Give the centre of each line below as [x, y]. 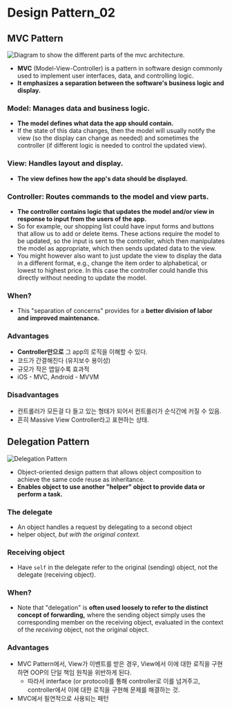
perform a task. [40, 494]
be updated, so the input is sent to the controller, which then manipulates [121, 241]
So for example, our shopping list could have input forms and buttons [116, 226]
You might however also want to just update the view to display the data [119, 255]
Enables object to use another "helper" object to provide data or [111, 487]
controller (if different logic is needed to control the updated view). [112, 145]
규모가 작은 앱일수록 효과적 [53, 369]
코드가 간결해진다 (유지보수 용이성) [64, 361]
